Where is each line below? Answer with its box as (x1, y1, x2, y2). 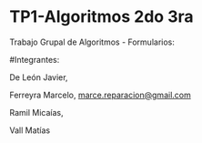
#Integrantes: (9, 54, 60, 65)
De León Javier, (9, 71, 68, 83)
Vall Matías (9, 125, 51, 136)
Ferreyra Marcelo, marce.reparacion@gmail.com (9, 89, 191, 100)
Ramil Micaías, (9, 107, 64, 117)
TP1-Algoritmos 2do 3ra (9, 6, 194, 27)
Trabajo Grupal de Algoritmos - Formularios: (9, 36, 176, 47)
